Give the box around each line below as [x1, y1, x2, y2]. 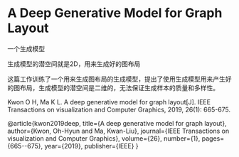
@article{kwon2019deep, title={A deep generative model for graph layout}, [7, 119, 227, 127]
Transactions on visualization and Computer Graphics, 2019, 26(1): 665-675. [7, 105, 231, 114]
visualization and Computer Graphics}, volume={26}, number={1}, [7, 134, 201, 143]
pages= [201, 134, 225, 143]
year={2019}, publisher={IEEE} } [44, 141, 139, 150]
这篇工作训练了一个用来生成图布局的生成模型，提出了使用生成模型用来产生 [7, 75, 225, 83]
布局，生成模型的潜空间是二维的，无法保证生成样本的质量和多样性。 [19, 83, 219, 92]
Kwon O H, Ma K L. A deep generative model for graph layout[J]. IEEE [7, 97, 211, 106]
